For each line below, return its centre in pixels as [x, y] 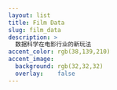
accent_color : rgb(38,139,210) [59, 52]
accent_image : [31, 59]
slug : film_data [35, 30]
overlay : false [46, 74]
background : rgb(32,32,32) [59, 67]
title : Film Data [37, 23]
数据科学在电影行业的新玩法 [53, 45]
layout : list [29, 15]
